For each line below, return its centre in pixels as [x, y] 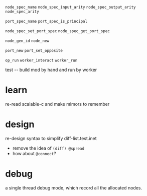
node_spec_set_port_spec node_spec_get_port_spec [58, 31]
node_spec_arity [22, 12]
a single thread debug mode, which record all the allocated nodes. [73, 187]
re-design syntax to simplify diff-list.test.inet [51, 138]
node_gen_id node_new [27, 41]
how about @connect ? [34, 153]
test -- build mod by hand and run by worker [51, 70]
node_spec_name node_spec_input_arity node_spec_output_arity [70, 7]
